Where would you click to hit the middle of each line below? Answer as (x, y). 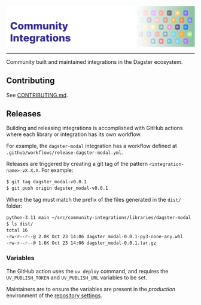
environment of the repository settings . (54, 295)
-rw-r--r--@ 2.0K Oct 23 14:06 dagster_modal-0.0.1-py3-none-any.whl (95, 236)
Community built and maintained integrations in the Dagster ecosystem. (95, 61)
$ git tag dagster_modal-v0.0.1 (46, 182)
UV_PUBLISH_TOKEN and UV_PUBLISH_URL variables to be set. (77, 278)
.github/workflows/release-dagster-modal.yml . (65, 152)
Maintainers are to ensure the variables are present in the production (91, 289)
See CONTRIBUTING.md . (37, 95)
